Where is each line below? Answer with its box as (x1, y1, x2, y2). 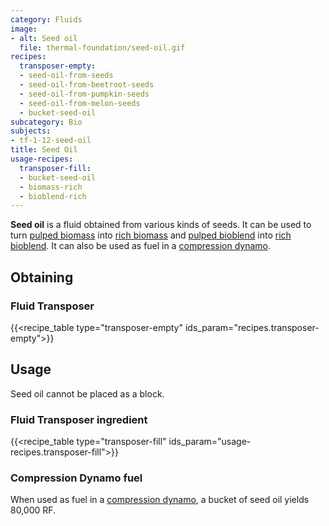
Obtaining (10, 269, 74, 286)
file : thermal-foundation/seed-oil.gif (19, 42, 186, 53)
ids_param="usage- (168, 436, 252, 448)
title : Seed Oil (10, 145, 78, 155)
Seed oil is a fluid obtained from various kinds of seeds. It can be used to (10, 219, 312, 231)
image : (10, 24, 38, 34)
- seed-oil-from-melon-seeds (19, 98, 141, 108)
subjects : (10, 126, 52, 136)
